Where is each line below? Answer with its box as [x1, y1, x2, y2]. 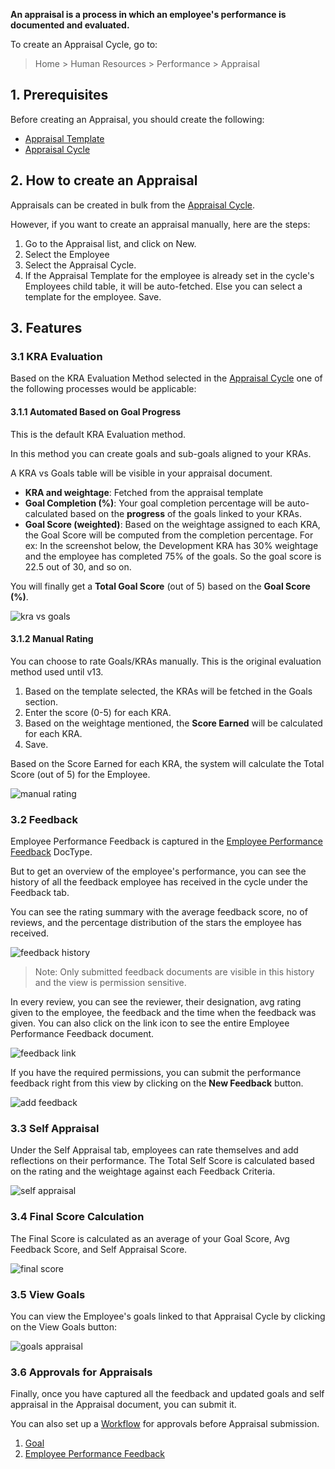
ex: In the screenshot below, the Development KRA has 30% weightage [24, 539, 319, 551]
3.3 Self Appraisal [10, 1121, 100, 1135]
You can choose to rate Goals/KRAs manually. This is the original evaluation [10, 655, 322, 667]
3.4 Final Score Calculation [10, 1210, 145, 1224]
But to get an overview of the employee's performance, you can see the [10, 865, 307, 878]
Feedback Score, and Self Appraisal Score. [10, 1243, 188, 1255]
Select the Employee [24, 248, 110, 260]
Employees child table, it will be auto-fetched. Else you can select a [24, 280, 303, 292]
